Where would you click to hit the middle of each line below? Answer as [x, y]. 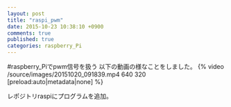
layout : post [26, 14]
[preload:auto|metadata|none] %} [55, 82]
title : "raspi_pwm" [35, 20]
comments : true [29, 33]
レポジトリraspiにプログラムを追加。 [60, 96]
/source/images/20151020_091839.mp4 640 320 [77, 74]
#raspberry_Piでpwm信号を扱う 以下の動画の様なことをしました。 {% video [115, 66]
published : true [31, 40]
